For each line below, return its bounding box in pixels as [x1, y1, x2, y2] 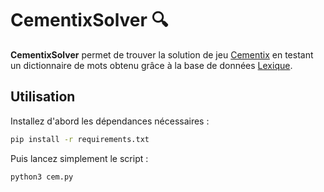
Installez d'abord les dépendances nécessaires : [10, 115, 210, 127]
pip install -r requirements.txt [10, 134, 150, 144]
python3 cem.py [10, 172, 74, 182]
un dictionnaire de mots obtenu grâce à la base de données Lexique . [10, 59, 293, 71]
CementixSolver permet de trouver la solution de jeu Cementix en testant [10, 48, 314, 61]
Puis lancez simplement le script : [10, 152, 149, 164]
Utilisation [10, 88, 76, 106]
